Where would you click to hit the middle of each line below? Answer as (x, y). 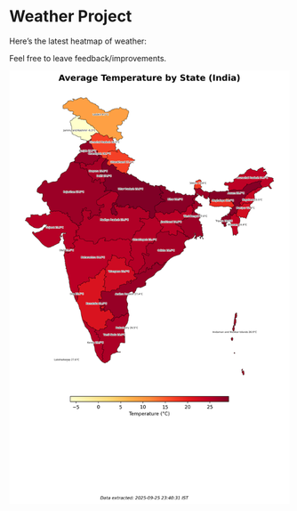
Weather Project (71, 16)
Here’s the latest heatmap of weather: (78, 41)
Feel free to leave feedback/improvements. (88, 58)
